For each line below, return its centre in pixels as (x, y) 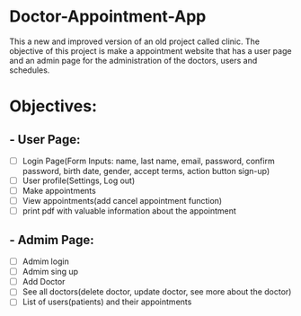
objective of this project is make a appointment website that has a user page (150, 50)
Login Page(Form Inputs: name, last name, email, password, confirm (149, 161)
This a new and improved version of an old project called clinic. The (135, 41)
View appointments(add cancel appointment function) (122, 201)
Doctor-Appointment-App (108, 17)
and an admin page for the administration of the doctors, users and (133, 60)
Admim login (45, 261)
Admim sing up (50, 272)
